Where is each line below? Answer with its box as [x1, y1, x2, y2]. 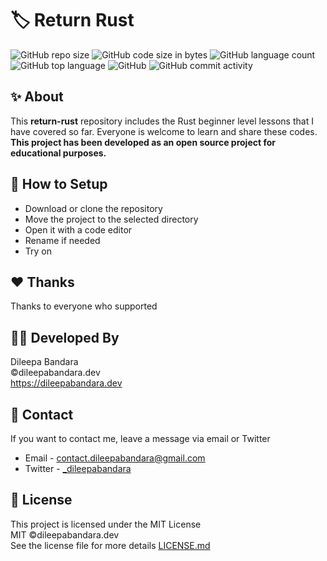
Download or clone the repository [24, 202, 163, 214]
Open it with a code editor [24, 223, 133, 236]
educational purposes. [10, 147, 107, 159]
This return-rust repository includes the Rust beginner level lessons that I [10, 115, 314, 127]
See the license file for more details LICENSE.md [10, 539, 211, 551]
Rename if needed [24, 234, 101, 246]
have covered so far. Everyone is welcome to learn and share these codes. [10, 125, 318, 137]
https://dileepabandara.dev [10, 377, 123, 389]
